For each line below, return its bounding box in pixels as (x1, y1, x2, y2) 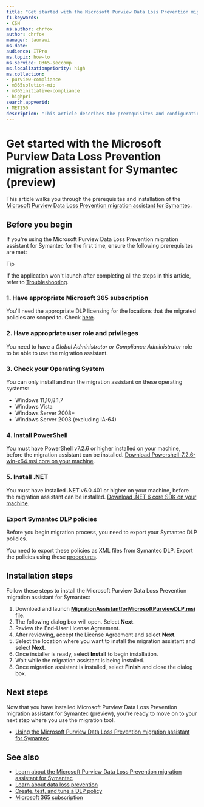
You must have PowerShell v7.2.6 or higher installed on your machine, (6, 444, 181, 452)
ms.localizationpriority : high (6, 65, 86, 72)
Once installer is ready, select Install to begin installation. (15, 650, 158, 658)
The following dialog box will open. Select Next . (15, 618, 135, 625)
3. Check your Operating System (6, 364, 105, 373)
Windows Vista (15, 403, 53, 410)
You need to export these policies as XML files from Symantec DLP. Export (6, 547, 193, 554)
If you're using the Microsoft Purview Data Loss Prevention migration (6, 236, 178, 243)
